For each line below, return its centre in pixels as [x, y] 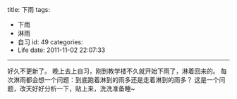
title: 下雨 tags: [29, 9]
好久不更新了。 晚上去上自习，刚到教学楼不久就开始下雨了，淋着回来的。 [113, 71]
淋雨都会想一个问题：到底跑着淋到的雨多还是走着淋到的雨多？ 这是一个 [116, 80]
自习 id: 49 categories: [50, 42]
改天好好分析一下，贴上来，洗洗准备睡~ [77, 88]
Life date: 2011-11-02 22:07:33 [61, 50]
